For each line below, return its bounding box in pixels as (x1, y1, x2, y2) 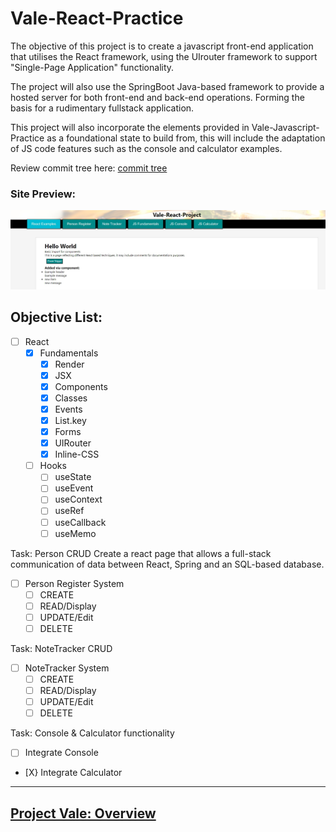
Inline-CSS (54, 448, 100, 461)
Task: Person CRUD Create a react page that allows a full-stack (10, 547, 272, 559)
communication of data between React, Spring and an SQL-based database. (10, 558, 325, 570)
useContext (54, 493, 103, 506)
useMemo (54, 527, 97, 539)
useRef (54, 505, 85, 517)
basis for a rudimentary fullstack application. (10, 102, 195, 114)
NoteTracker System (24, 662, 110, 674)
